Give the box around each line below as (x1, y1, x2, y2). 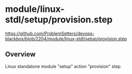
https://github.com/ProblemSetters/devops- (5, 30, 95, 36)
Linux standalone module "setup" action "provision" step (5, 63, 121, 69)
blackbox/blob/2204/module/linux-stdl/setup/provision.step (5, 36, 127, 42)
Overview (5, 50, 36, 59)
